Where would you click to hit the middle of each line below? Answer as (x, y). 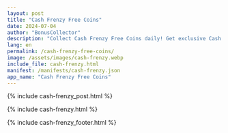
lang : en (19, 45)
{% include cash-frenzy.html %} (52, 109)
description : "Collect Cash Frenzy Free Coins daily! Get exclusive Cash (114, 39)
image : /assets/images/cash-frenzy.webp (66, 58)
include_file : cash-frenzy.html (53, 64)
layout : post (26, 13)
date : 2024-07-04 (32, 26)
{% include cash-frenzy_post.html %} (60, 96)
